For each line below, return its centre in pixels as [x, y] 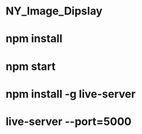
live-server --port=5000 [69, 121]
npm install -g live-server [71, 94]
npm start [31, 66]
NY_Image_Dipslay [54, 11]
